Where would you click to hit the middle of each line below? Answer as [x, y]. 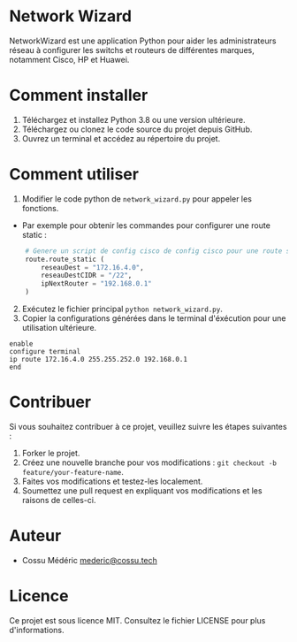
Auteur [35, 536]
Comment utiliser [74, 175]
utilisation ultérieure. [59, 328]
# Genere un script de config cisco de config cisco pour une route [154, 251]
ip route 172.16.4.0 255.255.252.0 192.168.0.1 [99, 360]
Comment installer [79, 96]
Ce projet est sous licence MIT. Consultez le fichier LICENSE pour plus [137, 620]
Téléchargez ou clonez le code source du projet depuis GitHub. [137, 129]
